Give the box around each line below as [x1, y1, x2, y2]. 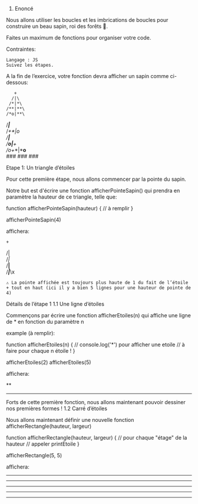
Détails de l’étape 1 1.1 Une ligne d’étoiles [6, 301, 105, 307]
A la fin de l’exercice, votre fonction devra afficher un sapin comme [6, 73, 169, 79]
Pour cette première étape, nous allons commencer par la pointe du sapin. [6, 175, 187, 183]
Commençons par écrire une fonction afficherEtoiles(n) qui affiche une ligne [6, 312, 192, 318]
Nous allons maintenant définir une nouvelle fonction [6, 417, 134, 423]
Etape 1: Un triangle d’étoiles [6, 164, 75, 171]
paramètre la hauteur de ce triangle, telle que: [6, 193, 117, 200]
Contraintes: [6, 45, 37, 53]
